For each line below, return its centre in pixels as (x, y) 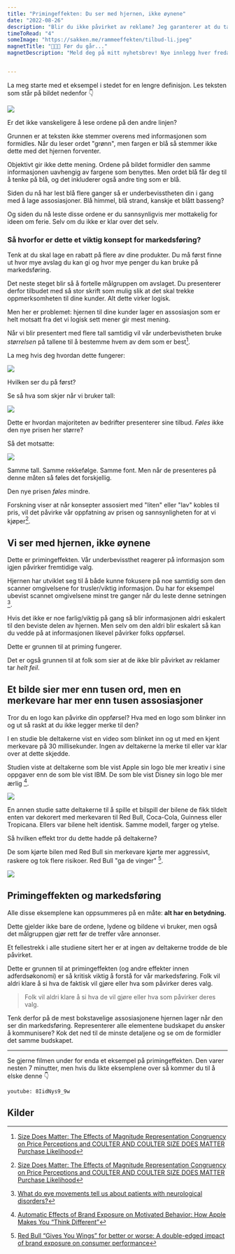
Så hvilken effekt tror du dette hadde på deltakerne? (82, 839)
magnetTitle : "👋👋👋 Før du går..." (58, 46)
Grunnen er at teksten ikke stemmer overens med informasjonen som (107, 136)
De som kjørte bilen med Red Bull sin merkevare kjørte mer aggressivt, (109, 852)
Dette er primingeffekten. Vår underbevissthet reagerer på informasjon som (116, 560)
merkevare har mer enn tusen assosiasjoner (105, 701)
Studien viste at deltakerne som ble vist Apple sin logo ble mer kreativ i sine (116, 767)
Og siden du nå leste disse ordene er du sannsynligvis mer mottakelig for (113, 214)
